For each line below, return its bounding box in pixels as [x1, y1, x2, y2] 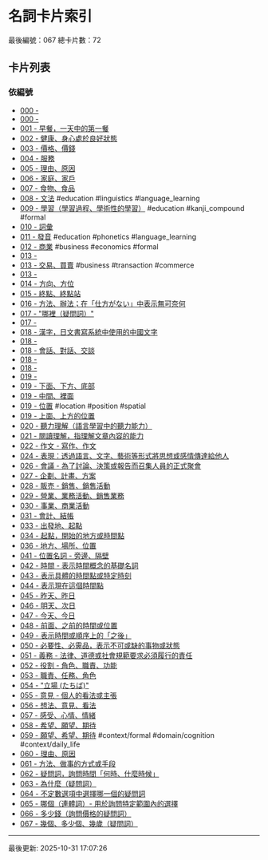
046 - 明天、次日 [19, 600, 76, 610]
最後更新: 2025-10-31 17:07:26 [8, 843, 108, 853]
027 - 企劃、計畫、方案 [19, 470, 97, 480]
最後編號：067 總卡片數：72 [8, 35, 101, 45]
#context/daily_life [19, 739, 81, 749]
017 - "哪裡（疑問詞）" [19, 308, 94, 318]
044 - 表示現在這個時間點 [19, 581, 104, 590]
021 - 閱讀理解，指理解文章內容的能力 [19, 430, 144, 440]
